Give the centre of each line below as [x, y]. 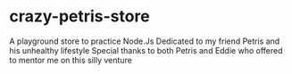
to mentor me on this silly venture [71, 60]
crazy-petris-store [79, 16]
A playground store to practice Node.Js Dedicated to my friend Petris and [145, 41]
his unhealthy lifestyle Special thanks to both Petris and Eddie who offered [146, 50]
